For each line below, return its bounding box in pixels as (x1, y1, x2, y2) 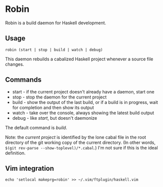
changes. (5, 61, 24, 67)
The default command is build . (5, 125, 67, 131)
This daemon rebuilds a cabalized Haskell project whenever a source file (5, 56, 154, 62)
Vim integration (5, 164, 54, 173)
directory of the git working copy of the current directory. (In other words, (5, 140, 156, 145)
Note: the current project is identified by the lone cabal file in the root (5, 134, 146, 140)
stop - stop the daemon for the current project (12, 94, 107, 100)
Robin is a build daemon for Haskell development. (5, 20, 107, 26)
